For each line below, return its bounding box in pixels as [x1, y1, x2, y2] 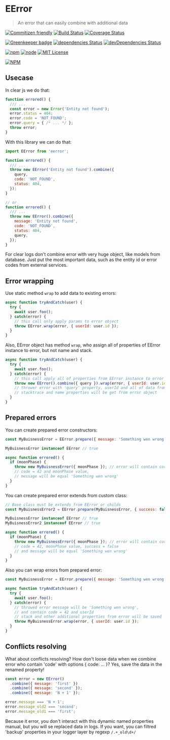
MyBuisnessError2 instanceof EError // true [5, 520, 101, 526]
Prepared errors [5, 413, 57, 422]
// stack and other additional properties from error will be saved [14, 614, 162, 620]
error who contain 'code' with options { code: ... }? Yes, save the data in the [5, 661, 163, 667]
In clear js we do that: [5, 87, 50, 93]
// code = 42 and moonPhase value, [14, 469, 90, 474]
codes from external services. [5, 262, 68, 268]
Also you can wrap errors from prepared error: [5, 567, 102, 573]
